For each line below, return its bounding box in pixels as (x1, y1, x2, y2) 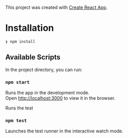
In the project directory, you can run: (5, 66, 82, 73)
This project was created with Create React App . (5, 5, 108, 10)
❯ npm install (5, 39, 36, 44)
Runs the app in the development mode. (5, 89, 90, 96)
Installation (5, 22, 54, 34)
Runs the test (5, 105, 33, 111)
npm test (5, 118, 27, 123)
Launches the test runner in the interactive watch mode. (5, 128, 124, 134)
